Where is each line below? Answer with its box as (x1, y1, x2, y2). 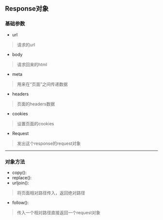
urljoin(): (12, 180, 29, 186)
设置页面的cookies (16, 120, 54, 126)
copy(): (12, 169, 27, 175)
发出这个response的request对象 (16, 140, 81, 146)
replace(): (12, 174, 32, 181)
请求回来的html (16, 61, 48, 67)
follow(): (12, 200, 29, 205)
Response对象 (5, 4, 49, 13)
